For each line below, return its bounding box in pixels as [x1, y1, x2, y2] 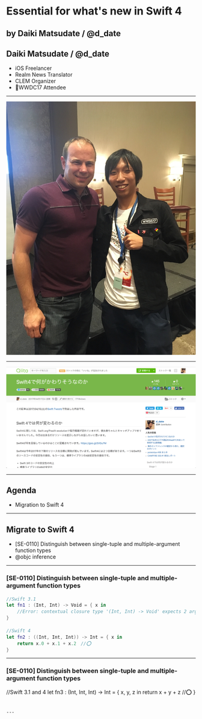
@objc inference [14, 553, 56, 560]
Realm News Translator [14, 71, 73, 78]
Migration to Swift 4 [14, 501, 64, 508]
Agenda [6, 486, 37, 496]
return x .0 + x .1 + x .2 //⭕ [17, 641, 91, 647]
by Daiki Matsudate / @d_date [6, 28, 121, 39]
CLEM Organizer [14, 77, 56, 85]
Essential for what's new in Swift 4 [6, 4, 182, 18]
